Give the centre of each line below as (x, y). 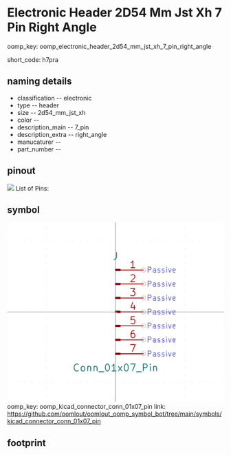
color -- (28, 120)
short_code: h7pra (33, 59)
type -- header (38, 105)
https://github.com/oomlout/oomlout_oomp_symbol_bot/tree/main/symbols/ (114, 414)
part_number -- (39, 149)
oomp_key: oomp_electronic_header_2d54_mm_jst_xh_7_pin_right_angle (109, 46)
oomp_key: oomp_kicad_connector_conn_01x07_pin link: (87, 407)
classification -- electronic (54, 98)
